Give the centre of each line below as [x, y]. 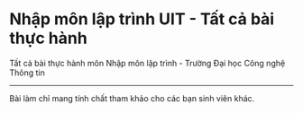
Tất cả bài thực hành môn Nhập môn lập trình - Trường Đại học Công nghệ [147, 63]
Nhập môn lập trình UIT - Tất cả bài [142, 19]
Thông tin [27, 73]
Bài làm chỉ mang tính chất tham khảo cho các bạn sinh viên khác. [132, 98]
